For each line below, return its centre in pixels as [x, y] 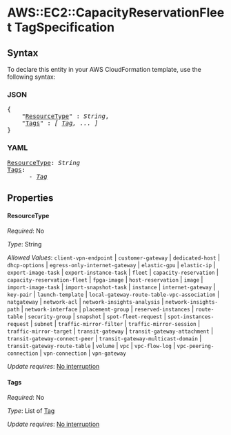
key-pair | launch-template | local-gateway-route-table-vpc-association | [113, 294]
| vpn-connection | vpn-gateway [83, 353]
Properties [30, 198]
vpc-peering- [195, 347]
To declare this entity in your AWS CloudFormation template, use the [104, 69]
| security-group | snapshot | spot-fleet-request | [95, 316]
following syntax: [31, 77]
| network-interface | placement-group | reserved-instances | [108, 309]
